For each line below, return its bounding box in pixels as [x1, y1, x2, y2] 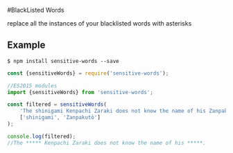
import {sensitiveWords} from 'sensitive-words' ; [7, 89, 154, 96]
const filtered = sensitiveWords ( [7, 101, 107, 108]
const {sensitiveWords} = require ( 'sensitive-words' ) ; [7, 69, 169, 77]
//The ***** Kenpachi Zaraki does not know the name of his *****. [7, 139, 207, 146]
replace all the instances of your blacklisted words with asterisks [7, 19, 192, 27]
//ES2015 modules [7, 82, 58, 89]
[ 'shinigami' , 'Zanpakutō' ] [19, 114, 101, 121]
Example [7, 39, 46, 51]
